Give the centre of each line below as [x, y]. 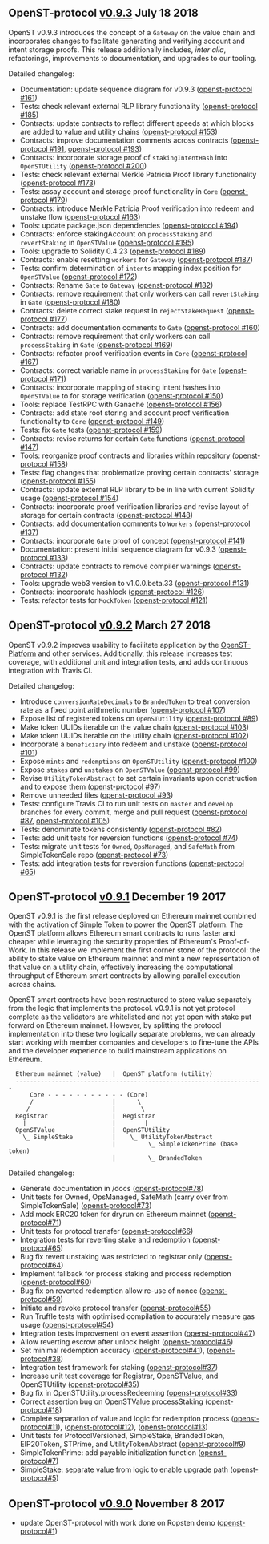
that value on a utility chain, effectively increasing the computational [121, 967]
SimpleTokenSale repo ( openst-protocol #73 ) [94, 855]
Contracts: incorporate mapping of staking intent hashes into [120, 387]
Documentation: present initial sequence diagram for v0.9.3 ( [120, 549]
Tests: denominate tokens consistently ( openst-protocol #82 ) [121, 829]
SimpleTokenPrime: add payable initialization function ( [110, 1453]
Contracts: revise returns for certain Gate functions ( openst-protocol [132, 438]
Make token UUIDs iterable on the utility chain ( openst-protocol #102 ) [134, 735]
